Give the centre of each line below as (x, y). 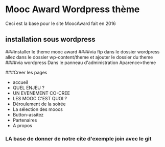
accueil (20, 82)
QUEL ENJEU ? (29, 87)
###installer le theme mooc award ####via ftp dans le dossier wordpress (82, 51)
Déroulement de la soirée (39, 104)
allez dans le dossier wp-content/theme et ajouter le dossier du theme (79, 57)
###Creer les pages (26, 72)
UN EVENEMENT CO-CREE (41, 93)
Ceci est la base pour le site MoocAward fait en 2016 (61, 23)
